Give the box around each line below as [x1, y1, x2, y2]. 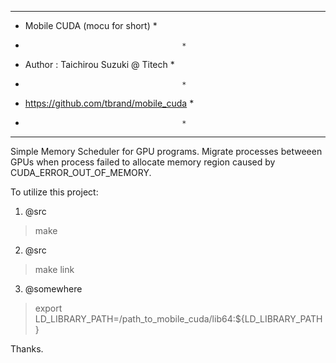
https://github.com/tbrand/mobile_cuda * [24, 97, 195, 109]
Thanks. [10, 343, 44, 355]
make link [34, 264, 75, 275]
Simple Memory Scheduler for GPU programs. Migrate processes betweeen [10, 146, 323, 157]
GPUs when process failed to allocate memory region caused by [10, 156, 276, 168]
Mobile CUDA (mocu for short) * [24, 20, 158, 31]
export [34, 302, 63, 314]
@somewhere [24, 283, 83, 295]
